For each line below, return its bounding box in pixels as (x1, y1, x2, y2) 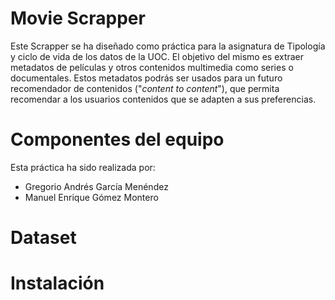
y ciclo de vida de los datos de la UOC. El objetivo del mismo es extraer (10, 50, 305, 62)
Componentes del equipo (10, 128, 225, 151)
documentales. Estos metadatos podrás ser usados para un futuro (10, 72, 283, 84)
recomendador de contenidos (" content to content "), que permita (10, 82, 280, 94)
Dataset (10, 227, 77, 249)
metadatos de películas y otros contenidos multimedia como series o (10, 61, 294, 73)
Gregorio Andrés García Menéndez (24, 180, 169, 192)
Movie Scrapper (10, 7, 146, 30)
